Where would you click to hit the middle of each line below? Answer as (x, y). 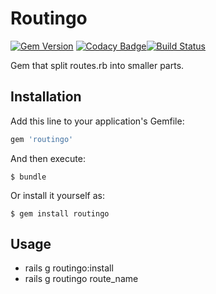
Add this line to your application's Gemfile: (97, 121)
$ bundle (28, 177)
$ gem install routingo (60, 213)
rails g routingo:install (69, 268)
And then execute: (48, 158)
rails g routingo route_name (81, 279)
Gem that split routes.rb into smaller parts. (97, 65)
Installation (46, 97)
